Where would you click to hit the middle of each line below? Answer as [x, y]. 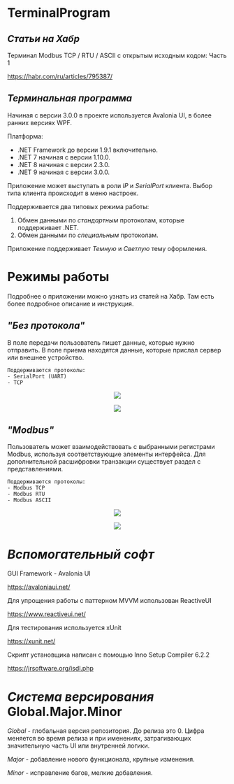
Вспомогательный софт [81, 554]
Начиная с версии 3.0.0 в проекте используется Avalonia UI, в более [109, 115]
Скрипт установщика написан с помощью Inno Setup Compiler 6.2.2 [109, 655]
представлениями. [35, 469]
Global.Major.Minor [65, 712]
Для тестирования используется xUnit [65, 628]
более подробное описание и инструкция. [71, 304]
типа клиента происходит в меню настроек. [73, 193]
